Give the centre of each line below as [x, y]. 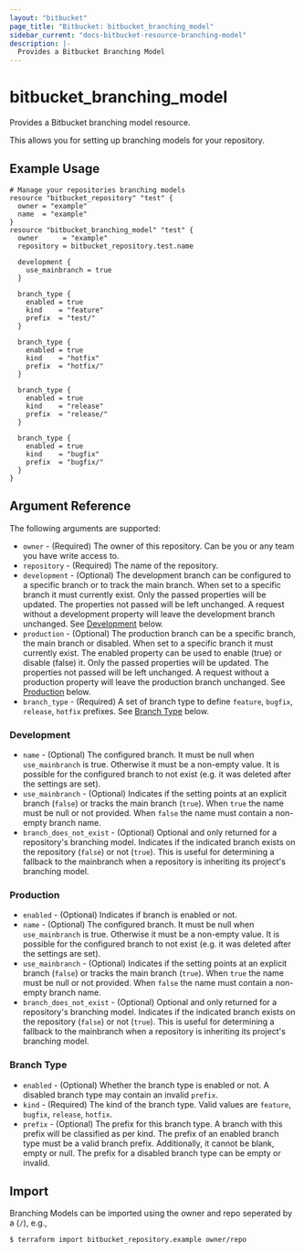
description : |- [40, 43]
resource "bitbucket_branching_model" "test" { [102, 230]
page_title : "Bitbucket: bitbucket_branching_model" [112, 27]
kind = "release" [65, 406]
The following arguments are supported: [85, 528]
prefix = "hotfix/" [65, 366]
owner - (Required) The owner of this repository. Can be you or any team [158, 546]
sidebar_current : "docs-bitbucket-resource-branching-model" [128, 35]
